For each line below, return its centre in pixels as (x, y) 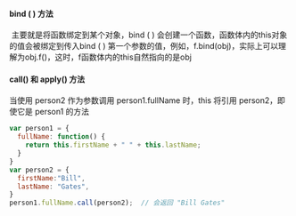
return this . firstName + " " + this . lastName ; (113, 145)
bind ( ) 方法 (31, 13)
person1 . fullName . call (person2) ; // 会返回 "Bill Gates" (117, 203)
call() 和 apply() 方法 (47, 79)
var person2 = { (39, 170)
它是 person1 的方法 (53, 112)
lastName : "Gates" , (53, 187)
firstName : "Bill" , (52, 178)
